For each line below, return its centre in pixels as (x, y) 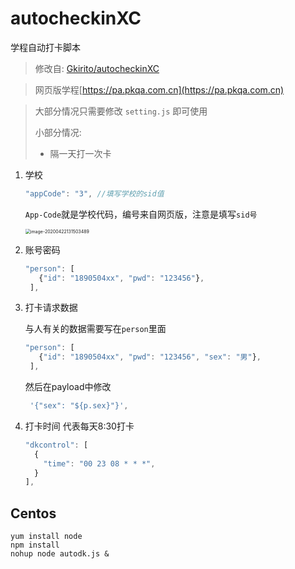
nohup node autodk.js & (60, 554)
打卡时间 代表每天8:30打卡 (79, 426)
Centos (33, 513)
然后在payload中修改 (68, 387)
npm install (35, 545)
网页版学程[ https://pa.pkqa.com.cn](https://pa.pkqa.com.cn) (159, 89)
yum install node (46, 537)
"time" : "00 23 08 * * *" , (99, 463)
